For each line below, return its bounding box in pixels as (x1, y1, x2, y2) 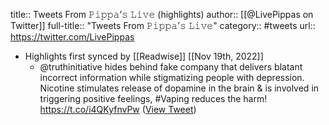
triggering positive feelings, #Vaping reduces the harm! (39, 93, 268, 104)
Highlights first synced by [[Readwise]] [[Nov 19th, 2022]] (24, 50, 264, 62)
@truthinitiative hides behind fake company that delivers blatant (39, 61, 303, 73)
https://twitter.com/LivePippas (10, 31, 135, 43)
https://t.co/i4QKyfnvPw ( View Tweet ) (39, 104, 197, 115)
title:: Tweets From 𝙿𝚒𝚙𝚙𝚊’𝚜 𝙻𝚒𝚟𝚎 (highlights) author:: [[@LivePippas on (10, 9, 314, 20)
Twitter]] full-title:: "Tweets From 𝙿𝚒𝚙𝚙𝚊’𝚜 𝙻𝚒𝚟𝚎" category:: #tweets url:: (10, 20, 316, 31)
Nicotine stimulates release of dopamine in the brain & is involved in (39, 82, 320, 94)
